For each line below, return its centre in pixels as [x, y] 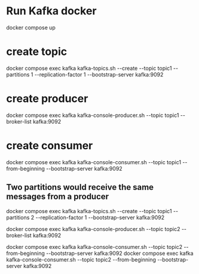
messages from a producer [58, 197]
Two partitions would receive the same [80, 187]
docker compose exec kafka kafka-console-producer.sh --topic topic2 [93, 229]
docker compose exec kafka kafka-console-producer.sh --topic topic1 [93, 115]
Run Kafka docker [51, 11]
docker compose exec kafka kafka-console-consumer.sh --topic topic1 [94, 162]
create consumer [50, 146]
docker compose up [31, 27]
